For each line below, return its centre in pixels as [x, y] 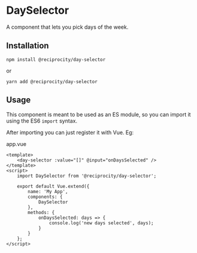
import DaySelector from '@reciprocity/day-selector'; [87, 176]
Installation [28, 46]
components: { [45, 197]
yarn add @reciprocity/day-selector [52, 81]
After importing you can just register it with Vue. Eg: [70, 132]
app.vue [16, 144]
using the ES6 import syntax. [42, 121]
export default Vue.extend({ [53, 186]
